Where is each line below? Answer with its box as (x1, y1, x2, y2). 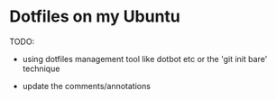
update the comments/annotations (22, 80, 152, 91)
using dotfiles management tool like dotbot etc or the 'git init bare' (22, 53, 268, 64)
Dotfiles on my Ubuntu (9, 6, 180, 27)
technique (22, 63, 60, 74)
